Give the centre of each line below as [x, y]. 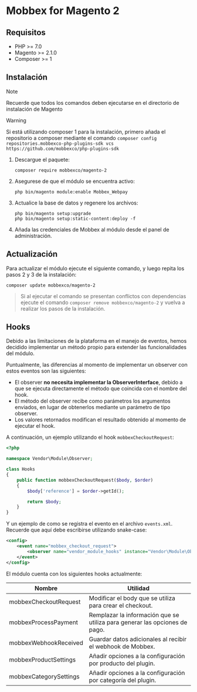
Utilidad [138, 588]
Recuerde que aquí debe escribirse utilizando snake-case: [77, 530]
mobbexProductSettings [43, 659]
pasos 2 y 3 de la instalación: [41, 274]
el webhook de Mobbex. [122, 646]
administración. [33, 236]
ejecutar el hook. [35, 426]
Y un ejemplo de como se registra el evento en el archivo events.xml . [89, 524]
